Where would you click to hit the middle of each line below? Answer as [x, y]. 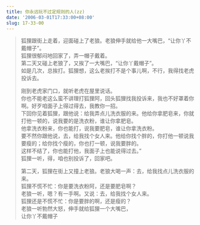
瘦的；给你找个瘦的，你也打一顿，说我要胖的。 [84, 143]
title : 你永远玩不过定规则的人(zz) [46, 12]
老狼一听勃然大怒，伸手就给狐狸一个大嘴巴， [76, 209]
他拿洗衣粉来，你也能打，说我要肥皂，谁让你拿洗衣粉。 [89, 128]
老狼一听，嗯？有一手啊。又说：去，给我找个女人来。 [87, 194]
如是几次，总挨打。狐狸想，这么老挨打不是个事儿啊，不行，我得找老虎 [107, 71]
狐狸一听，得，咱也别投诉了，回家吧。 [68, 158]
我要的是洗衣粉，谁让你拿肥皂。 [97, 121]
